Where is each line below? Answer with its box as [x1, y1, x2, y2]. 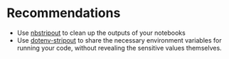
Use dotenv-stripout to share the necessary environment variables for [16, 36, 222, 44]
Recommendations [6, 5, 121, 21]
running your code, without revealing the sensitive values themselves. [16, 43, 222, 52]
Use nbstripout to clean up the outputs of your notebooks [16, 28, 186, 37]
